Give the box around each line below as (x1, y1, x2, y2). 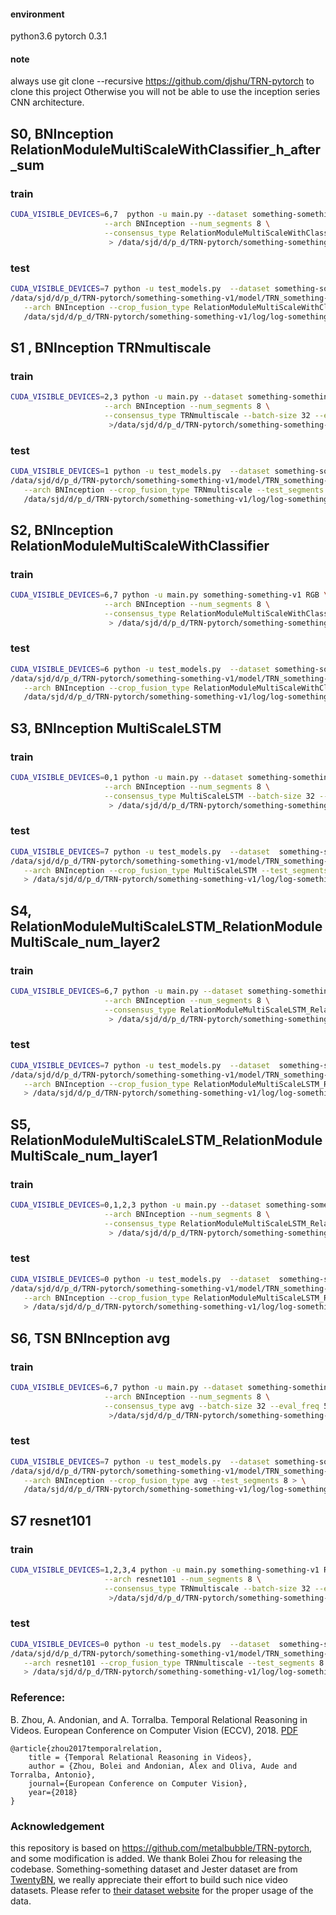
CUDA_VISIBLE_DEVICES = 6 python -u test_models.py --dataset (10, 664, 271, 674)
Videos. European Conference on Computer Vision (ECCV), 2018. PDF (10, 1724, 298, 1736)
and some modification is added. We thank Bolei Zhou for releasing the (10, 1852, 303, 1864)
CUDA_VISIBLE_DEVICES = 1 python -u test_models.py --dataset (10, 466, 271, 476)
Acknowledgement (10, 1819, 105, 1833)
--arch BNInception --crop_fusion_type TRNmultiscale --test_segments (23, 485, 325, 495)
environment (10, 8, 65, 20)
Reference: (10, 1691, 66, 1705)
